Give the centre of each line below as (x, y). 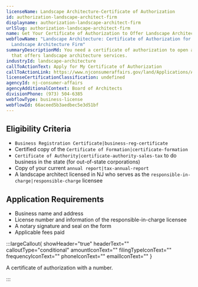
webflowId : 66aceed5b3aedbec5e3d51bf (52, 105)
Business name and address (49, 214)
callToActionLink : (29, 72)
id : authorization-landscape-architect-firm (62, 17)
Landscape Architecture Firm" (48, 45)
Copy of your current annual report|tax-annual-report (82, 168)
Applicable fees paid (39, 232)
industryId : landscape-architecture (51, 61)
